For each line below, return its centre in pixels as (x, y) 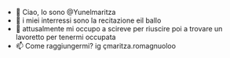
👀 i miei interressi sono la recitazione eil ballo (88, 20)
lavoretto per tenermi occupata (66, 37)
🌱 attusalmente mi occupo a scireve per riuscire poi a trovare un (119, 29)
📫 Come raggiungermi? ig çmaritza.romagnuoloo (96, 46)
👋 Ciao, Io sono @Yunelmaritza (66, 12)
